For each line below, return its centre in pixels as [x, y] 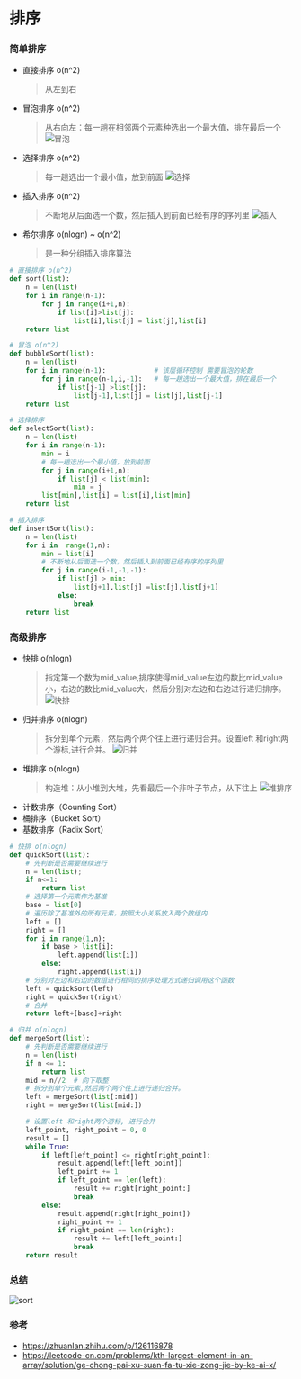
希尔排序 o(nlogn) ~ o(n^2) [71, 234]
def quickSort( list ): [50, 855]
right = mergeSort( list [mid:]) [84, 1105]
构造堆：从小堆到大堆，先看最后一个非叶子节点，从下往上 [151, 788]
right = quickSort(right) [74, 997]
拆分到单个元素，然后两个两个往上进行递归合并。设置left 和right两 [167, 738]
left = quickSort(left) [70, 988]
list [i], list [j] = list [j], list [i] [140, 320]
